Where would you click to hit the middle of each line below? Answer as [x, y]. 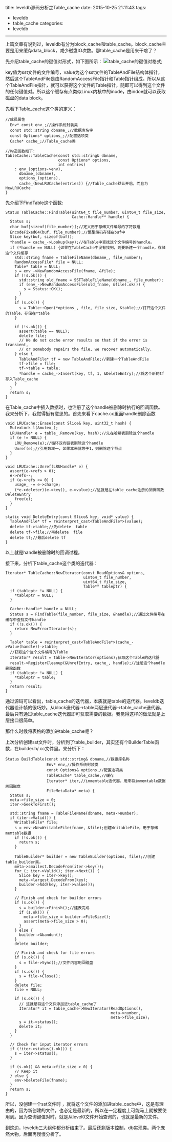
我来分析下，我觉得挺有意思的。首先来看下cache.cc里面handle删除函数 [80, 414]
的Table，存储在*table [28, 313]
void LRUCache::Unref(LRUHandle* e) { [47, 467]
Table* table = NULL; [37, 267]
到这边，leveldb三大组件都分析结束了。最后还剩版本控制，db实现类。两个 [83, 1128]
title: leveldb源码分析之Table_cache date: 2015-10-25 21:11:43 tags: [76, 7]
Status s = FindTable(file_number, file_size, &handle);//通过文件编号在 [88, 614]
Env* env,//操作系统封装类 [72, 765]
